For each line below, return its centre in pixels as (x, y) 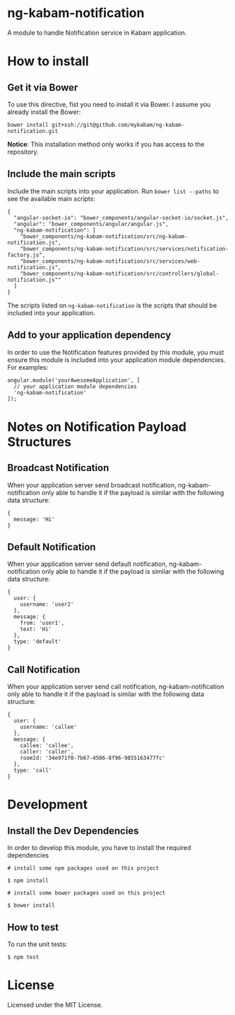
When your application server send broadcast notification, (92, 485)
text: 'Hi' (36, 629)
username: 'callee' (49, 727)
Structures (40, 442)
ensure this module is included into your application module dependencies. (116, 360)
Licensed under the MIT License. (55, 1004)
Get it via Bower (43, 87)
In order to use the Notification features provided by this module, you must (116, 352)
